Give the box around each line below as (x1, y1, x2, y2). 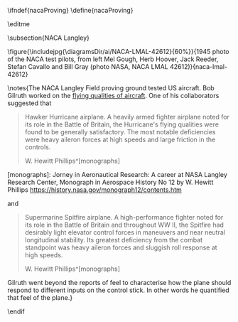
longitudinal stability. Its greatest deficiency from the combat (24, 236, 203, 244)
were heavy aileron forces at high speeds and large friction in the (24, 135, 216, 144)
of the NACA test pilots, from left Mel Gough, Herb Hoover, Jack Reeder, (7, 55, 219, 63)
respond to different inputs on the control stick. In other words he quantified (7, 286, 229, 294)
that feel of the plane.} (7, 294, 73, 301)
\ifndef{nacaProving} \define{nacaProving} (7, 6, 134, 14)
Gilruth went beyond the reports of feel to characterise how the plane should (7, 279, 232, 286)
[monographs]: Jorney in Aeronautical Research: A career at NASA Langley (7, 171, 227, 178)
